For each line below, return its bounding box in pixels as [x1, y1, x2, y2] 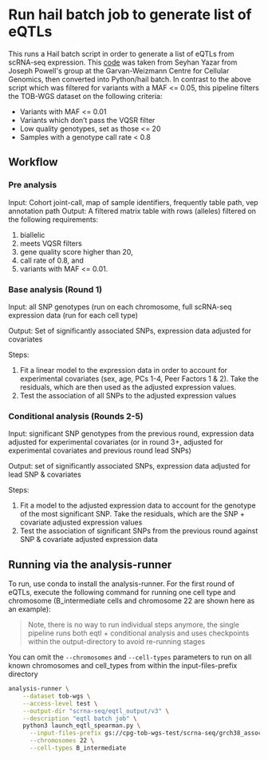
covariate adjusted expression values [19, 517, 143, 528]
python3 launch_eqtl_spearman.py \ [22, 722, 141, 730]
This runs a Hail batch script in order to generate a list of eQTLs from [8, 49, 235, 58]
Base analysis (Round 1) [8, 283, 102, 295]
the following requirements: [8, 214, 98, 224]
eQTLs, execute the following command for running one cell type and [8, 588, 236, 597]
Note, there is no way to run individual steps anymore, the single [27, 620, 239, 630]
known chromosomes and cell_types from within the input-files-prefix [8, 661, 238, 671]
